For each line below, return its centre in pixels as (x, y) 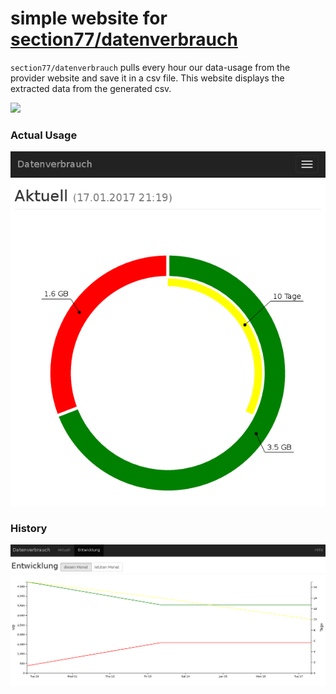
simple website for (89, 18)
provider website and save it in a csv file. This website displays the (147, 78)
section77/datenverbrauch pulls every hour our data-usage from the (150, 67)
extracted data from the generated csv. (91, 88)
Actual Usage (44, 135)
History (29, 528)
